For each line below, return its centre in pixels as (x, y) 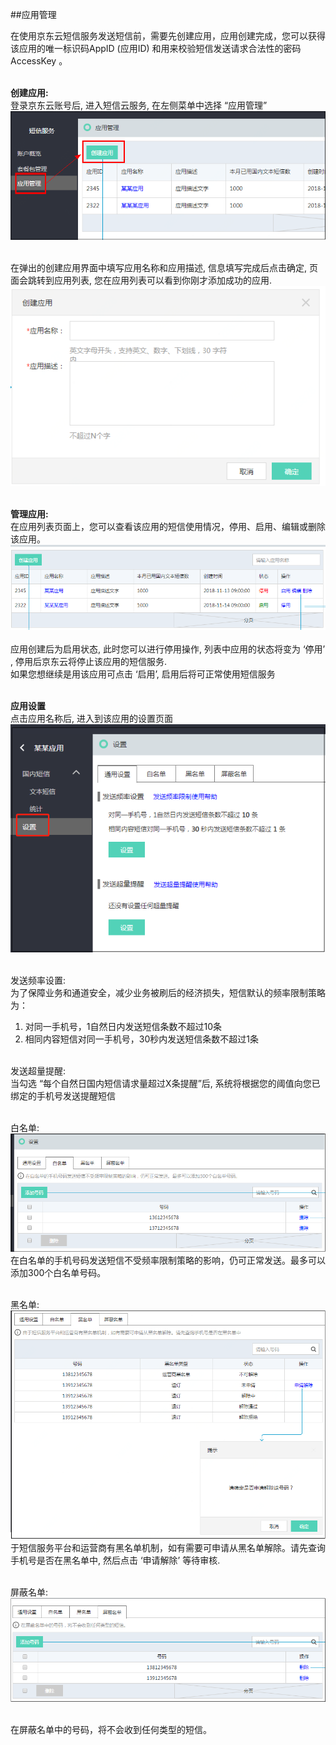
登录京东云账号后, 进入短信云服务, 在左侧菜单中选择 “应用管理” (139, 105)
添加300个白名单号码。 (58, 1272)
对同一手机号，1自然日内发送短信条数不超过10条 (123, 1027)
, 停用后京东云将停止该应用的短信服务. (89, 661)
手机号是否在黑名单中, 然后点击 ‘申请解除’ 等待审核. (115, 1560)
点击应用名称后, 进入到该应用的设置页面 (91, 718)
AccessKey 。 (39, 61)
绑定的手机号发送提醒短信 (63, 1096)
